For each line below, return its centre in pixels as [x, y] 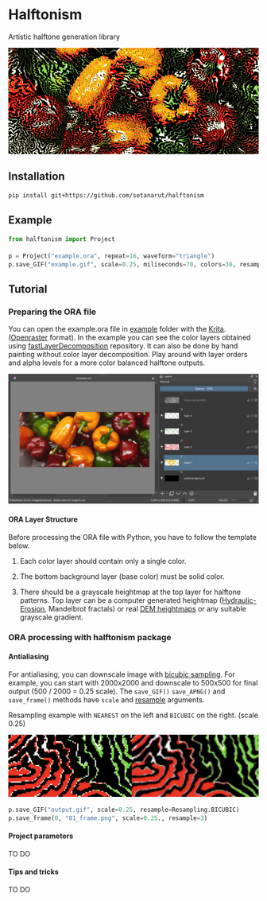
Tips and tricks [33, 872]
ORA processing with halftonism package [90, 638]
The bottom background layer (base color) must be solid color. [122, 576]
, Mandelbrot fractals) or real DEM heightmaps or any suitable [145, 608]
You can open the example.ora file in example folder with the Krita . [117, 329]
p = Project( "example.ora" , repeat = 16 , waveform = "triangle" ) [112, 256]
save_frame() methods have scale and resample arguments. [106, 699]
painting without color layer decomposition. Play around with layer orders [128, 355]
